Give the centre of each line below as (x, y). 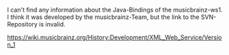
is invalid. (52, 24)
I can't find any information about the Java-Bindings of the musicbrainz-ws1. (115, 10)
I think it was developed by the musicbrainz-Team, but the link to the (103, 17)
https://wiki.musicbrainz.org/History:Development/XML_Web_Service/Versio (114, 37)
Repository (22, 24)
